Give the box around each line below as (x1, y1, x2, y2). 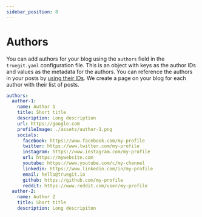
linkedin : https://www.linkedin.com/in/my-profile (22, 165, 153, 172)
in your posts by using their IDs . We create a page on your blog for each (6, 74, 186, 82)
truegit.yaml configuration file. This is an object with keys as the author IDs (6, 61, 196, 68)
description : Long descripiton (17, 205, 96, 212)
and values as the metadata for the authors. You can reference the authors (6, 68, 193, 75)
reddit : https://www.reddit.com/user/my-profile (22, 182, 148, 189)
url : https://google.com (17, 121, 80, 127)
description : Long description (17, 115, 96, 121)
